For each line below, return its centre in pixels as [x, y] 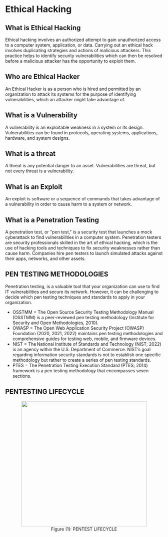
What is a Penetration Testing [52, 220]
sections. [22, 376]
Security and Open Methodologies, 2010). [55, 323]
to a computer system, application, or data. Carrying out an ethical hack [79, 45]
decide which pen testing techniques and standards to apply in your [75, 297]
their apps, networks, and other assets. [45, 258]
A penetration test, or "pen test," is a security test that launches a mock [79, 232]
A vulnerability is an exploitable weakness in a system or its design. [74, 127]
